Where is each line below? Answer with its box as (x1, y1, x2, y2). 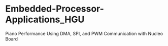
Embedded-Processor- (5, 3, 104, 15)
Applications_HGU (5, 14, 85, 25)
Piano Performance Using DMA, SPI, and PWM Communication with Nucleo (5, 30, 163, 36)
